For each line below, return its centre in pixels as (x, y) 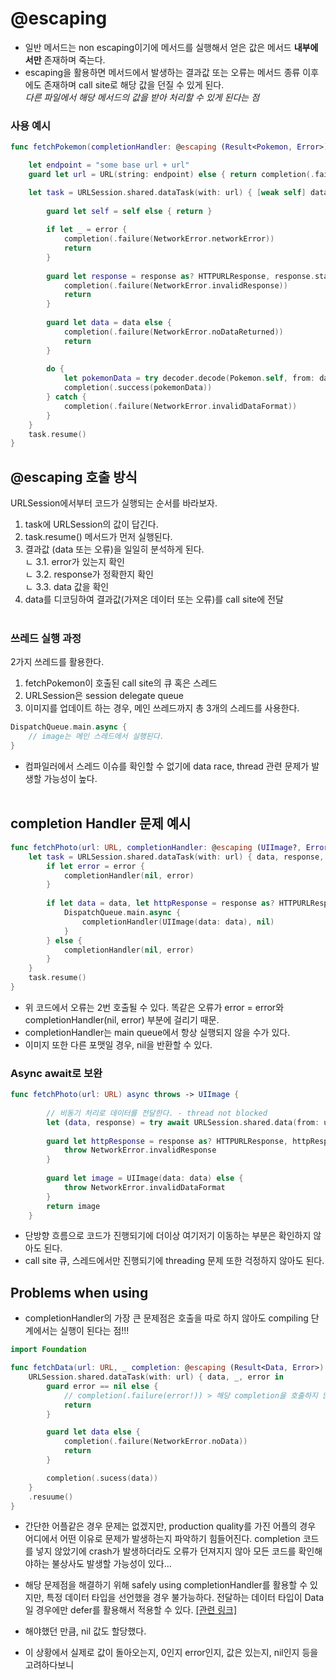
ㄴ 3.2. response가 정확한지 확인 (89, 574)
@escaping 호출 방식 (74, 477)
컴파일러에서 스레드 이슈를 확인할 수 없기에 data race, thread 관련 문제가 (167, 766)
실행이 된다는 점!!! (94, 1331)
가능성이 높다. (70, 779)
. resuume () (51, 1497)
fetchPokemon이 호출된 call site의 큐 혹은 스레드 (121, 683)
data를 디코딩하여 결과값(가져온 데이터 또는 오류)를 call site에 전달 (154, 599)
